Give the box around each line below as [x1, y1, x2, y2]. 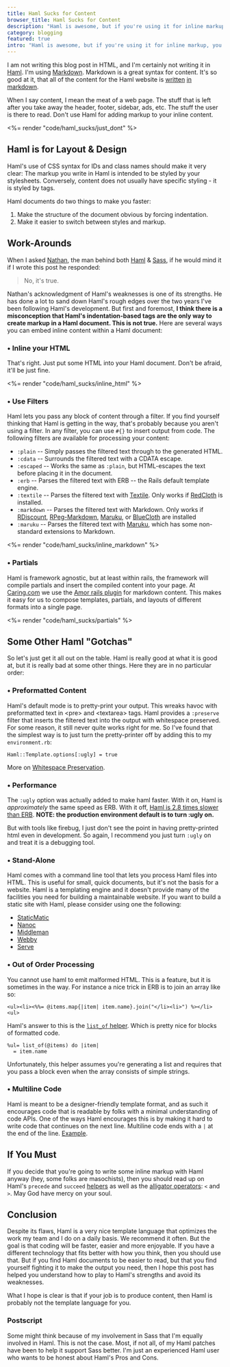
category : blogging [7, 29, 63, 36]
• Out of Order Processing [7, 960, 94, 970]
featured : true [7, 36, 51, 43]
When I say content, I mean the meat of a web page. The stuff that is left [7, 96, 211, 104]
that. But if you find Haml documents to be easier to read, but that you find [7, 1257, 217, 1265]
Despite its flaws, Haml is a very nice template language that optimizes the [7, 1227, 217, 1235]
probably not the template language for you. [7, 1298, 131, 1307]
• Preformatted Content [7, 686, 87, 695]
